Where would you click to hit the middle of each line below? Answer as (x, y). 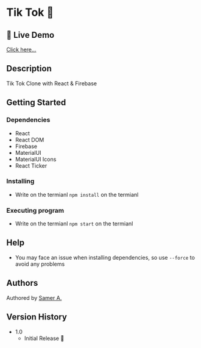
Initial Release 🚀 (44, 338)
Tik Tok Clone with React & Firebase (52, 83)
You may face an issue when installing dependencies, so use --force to (105, 257)
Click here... (21, 49)
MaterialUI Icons (36, 159)
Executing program (35, 210)
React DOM (30, 140)
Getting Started (36, 103)
